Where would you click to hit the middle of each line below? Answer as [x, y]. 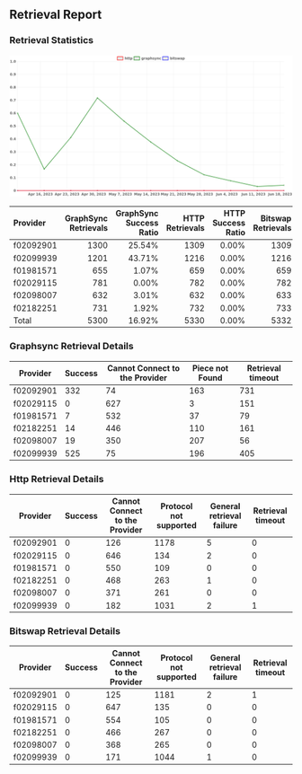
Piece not [210, 368]
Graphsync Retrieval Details [71, 347]
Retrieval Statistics [52, 40]
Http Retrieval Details [57, 479]
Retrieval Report [56, 15]
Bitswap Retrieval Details [65, 630]
